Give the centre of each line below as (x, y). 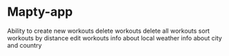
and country (25, 45)
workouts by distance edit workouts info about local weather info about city (115, 38)
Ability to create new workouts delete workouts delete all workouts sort (108, 31)
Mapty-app (40, 12)
